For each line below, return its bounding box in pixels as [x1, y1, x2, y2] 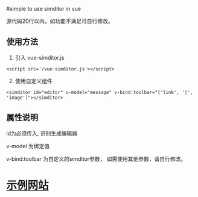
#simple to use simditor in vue [6, 5, 81, 12]
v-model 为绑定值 [6, 142, 50, 149]
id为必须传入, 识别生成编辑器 [6, 130, 77, 137]
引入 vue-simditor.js [14, 54, 65, 61]
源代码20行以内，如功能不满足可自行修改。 [6, 17, 113, 25]
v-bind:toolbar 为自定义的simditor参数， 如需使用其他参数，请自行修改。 [6, 155, 187, 162]
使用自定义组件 [14, 77, 53, 84]
